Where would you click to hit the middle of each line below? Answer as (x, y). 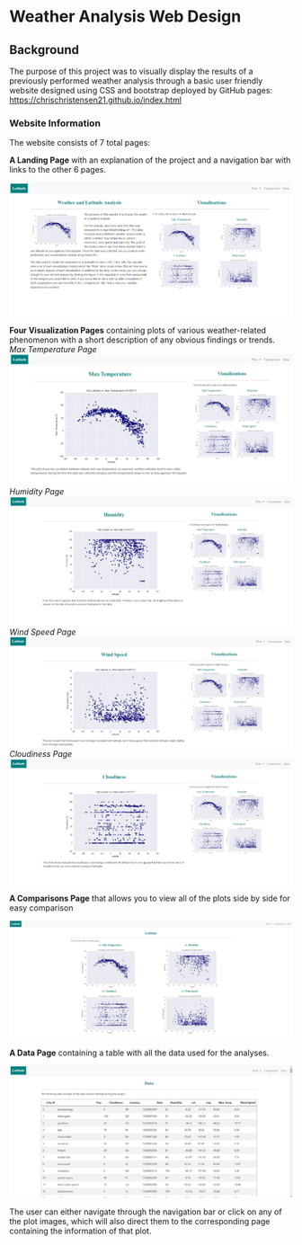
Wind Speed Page (43, 632)
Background (44, 50)
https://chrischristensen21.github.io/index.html (96, 100)
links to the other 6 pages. (58, 170)
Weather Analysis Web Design (125, 17)
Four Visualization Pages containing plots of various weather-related (138, 330)
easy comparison (41, 907)
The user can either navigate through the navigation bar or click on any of (146, 1212)
